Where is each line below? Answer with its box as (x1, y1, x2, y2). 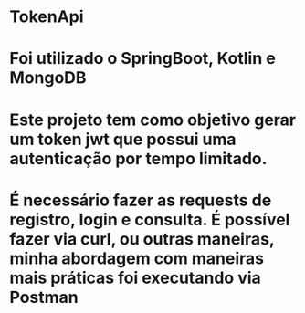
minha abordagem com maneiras (9, 248, 265, 268)
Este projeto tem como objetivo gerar (9, 110, 297, 130)
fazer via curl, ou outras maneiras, (9, 228, 275, 249)
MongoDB (9, 68, 87, 89)
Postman (9, 287, 79, 308)
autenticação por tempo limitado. (9, 148, 268, 169)
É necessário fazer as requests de (9, 190, 272, 211)
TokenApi (9, 6, 84, 27)
